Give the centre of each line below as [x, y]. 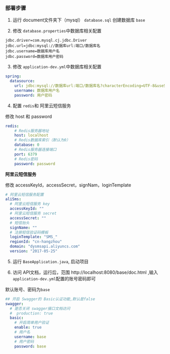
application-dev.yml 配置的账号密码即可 [54, 278]
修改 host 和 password [29, 116]
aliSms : [13, 199]
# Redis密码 [26, 159]
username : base [30, 337]
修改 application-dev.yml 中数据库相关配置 [57, 67]
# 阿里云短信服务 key [30, 204]
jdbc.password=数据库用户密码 [34, 57]
